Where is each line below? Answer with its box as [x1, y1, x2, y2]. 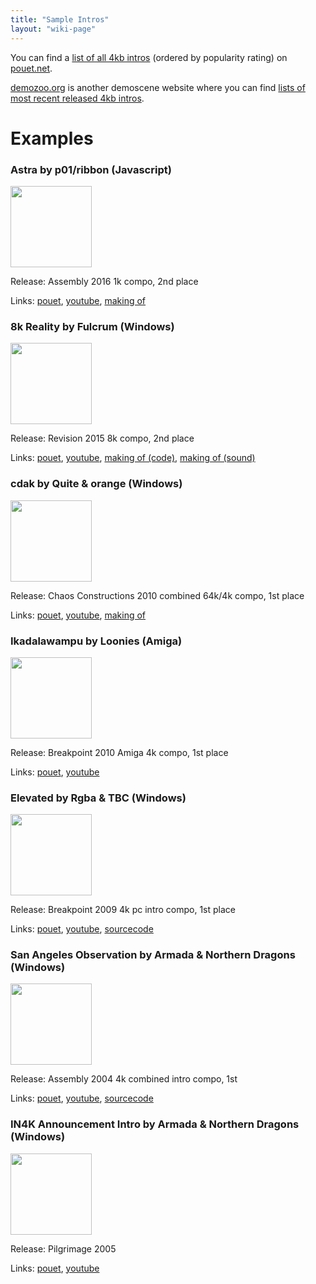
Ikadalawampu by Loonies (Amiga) [10, 634, 183, 648]
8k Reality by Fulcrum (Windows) [10, 319, 175, 333]
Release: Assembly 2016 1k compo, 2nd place [10, 275, 199, 287]
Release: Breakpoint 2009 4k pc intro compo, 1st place [10, 904, 237, 916]
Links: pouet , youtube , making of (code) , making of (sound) [10, 452, 256, 464]
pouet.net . [10, 62, 53, 74]
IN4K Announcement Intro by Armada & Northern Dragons [10, 1117, 300, 1131]
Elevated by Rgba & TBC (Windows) [10, 791, 187, 805]
